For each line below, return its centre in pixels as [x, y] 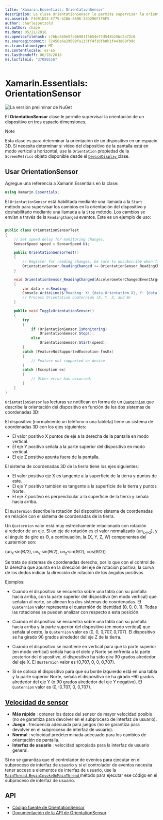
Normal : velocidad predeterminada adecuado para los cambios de [79, 735]
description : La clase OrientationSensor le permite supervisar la [75, 14]
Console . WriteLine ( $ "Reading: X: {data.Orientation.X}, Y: [83, 293]
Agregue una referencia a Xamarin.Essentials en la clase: [62, 183]
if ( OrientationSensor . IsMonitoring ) [69, 329]
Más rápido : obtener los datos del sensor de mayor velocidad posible [82, 714]
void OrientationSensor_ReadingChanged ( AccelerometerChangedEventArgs [87, 280]
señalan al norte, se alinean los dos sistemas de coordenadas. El [77, 602]
